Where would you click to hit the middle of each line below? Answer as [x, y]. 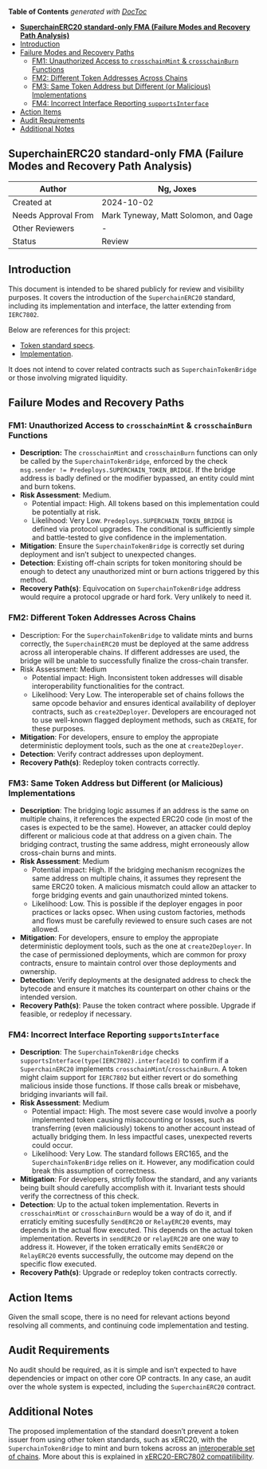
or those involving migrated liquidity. [68, 378]
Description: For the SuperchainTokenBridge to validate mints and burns [136, 635]
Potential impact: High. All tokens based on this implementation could [145, 504]
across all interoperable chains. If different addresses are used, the [130, 652]
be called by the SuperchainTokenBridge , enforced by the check [124, 461]
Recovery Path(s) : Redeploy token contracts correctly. [110, 762]
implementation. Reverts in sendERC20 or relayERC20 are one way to [129, 1239]
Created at [32, 202]
